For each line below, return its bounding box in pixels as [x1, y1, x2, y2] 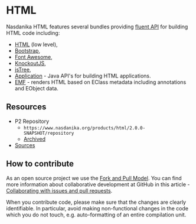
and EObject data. [14, 85, 59, 92]
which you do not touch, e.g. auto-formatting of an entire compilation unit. [6, 211, 187, 218]
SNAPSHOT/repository [23, 130, 74, 136]
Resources [6, 102, 47, 112]
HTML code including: [6, 29, 60, 36]
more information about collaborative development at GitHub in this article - [6, 181, 190, 188]
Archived [23, 135, 46, 142]
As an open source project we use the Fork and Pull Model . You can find [6, 174, 182, 181]
